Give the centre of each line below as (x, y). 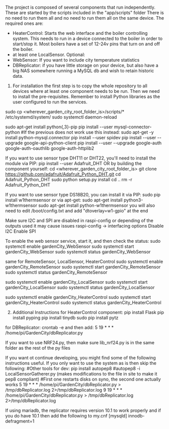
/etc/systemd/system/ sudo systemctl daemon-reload (61, 117)
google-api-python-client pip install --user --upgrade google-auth (93, 143)
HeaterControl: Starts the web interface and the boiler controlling (80, 33)
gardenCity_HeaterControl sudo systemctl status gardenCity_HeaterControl (83, 303)
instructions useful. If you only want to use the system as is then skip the (81, 363)
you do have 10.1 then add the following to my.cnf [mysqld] (66, 416)
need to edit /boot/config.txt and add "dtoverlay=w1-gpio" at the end (77, 211)
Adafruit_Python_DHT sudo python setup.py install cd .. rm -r (69, 179)
